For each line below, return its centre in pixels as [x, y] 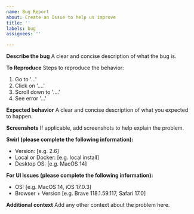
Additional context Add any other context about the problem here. [88, 205]
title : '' [19, 23]
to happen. [19, 117]
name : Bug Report [28, 12]
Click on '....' [30, 86]
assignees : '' [24, 34]
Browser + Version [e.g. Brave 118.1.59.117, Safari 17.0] [80, 193]
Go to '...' [26, 80]
